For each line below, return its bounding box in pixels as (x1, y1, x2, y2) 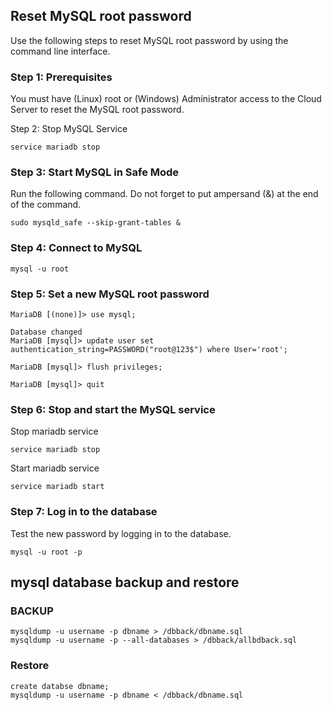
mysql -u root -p (10, 547, 83, 557)
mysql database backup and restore (10, 574, 240, 591)
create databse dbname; (10, 681, 110, 691)
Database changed (10, 327, 83, 337)
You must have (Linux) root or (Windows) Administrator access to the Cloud (10, 93, 322, 105)
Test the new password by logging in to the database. (10, 527, 232, 539)
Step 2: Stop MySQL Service (10, 123, 128, 135)
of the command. (10, 199, 82, 211)
